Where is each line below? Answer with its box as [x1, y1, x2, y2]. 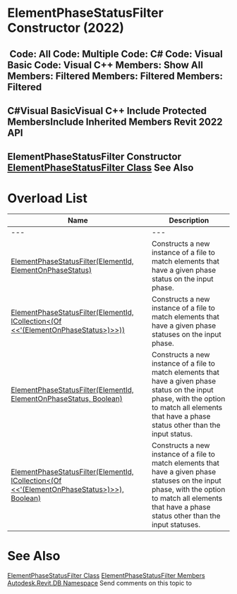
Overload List [7, 190, 88, 206]
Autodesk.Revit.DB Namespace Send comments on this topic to [7, 579, 193, 588]
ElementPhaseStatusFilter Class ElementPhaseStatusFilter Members [7, 571, 206, 580]
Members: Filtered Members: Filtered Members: [7, 70, 224, 82]
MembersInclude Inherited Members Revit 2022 [7, 116, 223, 128]
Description [169, 216, 209, 225]
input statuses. [151, 520, 201, 530]
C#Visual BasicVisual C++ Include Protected [7, 104, 207, 117]
